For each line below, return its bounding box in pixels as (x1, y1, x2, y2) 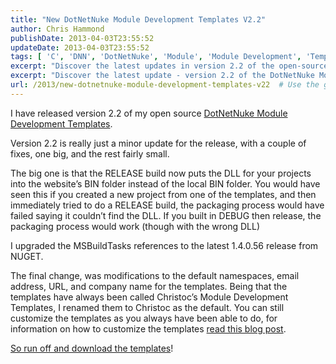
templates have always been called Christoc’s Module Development (10, 291, 289, 303)
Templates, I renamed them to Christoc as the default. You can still (10, 301, 285, 313)
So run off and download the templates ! (10, 342, 174, 354)
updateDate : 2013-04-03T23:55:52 (10, 42, 150, 53)
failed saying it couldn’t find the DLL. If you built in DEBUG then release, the (10, 209, 322, 221)
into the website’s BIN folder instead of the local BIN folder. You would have (10, 177, 321, 190)
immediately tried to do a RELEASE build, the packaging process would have (10, 199, 325, 211)
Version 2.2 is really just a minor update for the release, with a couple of (10, 137, 307, 149)
